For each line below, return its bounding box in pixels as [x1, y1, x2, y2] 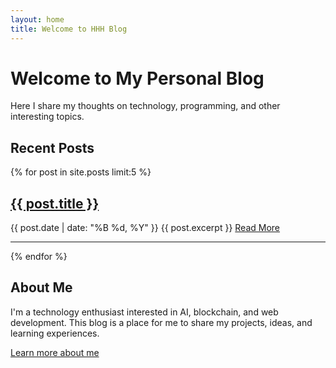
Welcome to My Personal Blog [10, 67, 265, 90]
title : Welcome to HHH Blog [10, 24, 128, 34]
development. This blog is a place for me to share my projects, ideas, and [10, 316, 313, 328]
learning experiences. [10, 327, 100, 339]
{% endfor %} [10, 251, 68, 263]
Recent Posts [10, 139, 95, 156]
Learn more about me [10, 346, 100, 358]
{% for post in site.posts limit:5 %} [10, 166, 152, 178]
